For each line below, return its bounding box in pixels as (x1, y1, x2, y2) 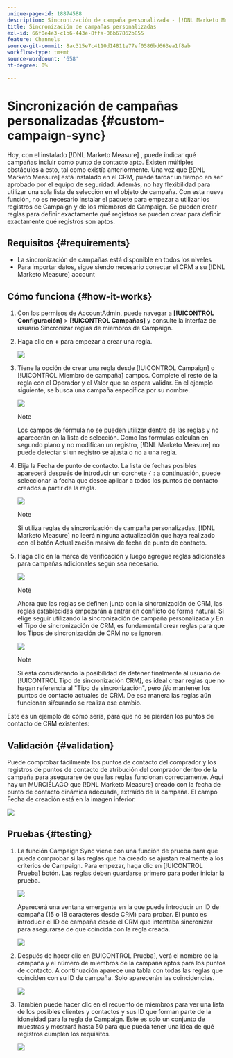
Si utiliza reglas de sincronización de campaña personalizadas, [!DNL (17, 524, 215, 532)
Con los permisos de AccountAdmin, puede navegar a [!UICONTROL (17, 309, 214, 317)
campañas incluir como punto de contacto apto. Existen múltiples (7, 158, 194, 166)
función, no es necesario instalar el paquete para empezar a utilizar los (7, 195, 210, 203)
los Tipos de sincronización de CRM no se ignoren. (17, 629, 163, 637)
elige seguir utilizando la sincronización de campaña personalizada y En (17, 614, 223, 623)
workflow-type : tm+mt (7, 49, 70, 56)
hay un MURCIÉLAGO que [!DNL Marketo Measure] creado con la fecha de (7, 780, 221, 788)
